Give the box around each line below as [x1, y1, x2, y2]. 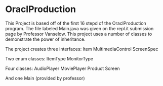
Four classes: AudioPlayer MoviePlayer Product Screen [5, 65, 120, 71]
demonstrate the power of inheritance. [5, 36, 86, 42]
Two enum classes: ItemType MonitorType [5, 55, 94, 61]
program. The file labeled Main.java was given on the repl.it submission [5, 25, 154, 31]
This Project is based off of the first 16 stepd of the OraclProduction [5, 20, 147, 26]
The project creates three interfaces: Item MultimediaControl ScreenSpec [5, 46, 158, 52]
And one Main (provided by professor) [5, 75, 85, 81]
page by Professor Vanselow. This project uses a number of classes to [5, 31, 152, 37]
